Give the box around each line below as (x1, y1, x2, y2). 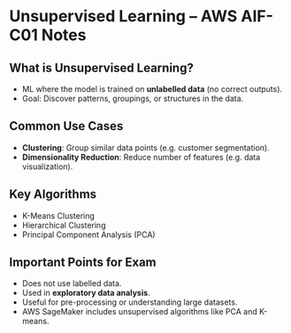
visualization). (21, 161, 73, 172)
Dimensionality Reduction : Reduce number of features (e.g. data (21, 151, 261, 162)
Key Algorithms (9, 187, 97, 202)
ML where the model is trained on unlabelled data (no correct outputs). (21, 84, 283, 94)
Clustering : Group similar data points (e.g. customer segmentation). (21, 142, 270, 152)
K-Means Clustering (21, 210, 96, 221)
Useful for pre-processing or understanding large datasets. (21, 297, 238, 307)
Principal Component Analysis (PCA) (21, 228, 157, 240)
